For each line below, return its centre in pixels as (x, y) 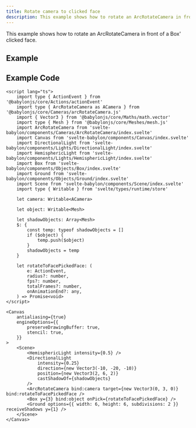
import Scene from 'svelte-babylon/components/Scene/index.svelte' (100, 184)
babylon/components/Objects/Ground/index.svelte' (68, 179)
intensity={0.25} (58, 363)
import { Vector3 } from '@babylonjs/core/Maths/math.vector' (94, 117)
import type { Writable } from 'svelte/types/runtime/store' (92, 189)
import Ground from (40, 173)
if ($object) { (45, 235)
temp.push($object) (61, 240)
